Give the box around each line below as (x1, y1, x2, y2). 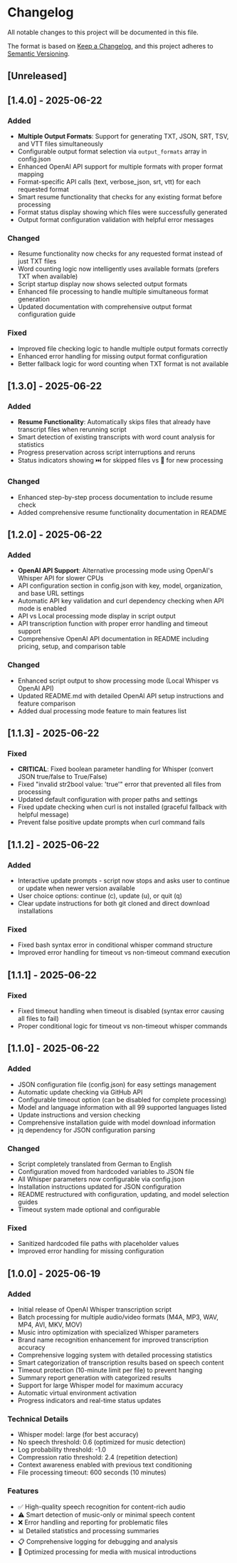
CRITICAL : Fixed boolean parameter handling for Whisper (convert (17, 765, 214, 773)
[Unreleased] (7, 70, 68, 82)
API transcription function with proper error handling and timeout (17, 619, 209, 628)
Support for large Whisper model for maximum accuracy (17, 1381, 184, 1389)
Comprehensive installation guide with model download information (17, 1118, 216, 1127)
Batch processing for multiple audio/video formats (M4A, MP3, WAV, (17, 1312, 218, 1321)
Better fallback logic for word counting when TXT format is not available (17, 359, 229, 368)
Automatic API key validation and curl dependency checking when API (17, 597, 224, 605)
